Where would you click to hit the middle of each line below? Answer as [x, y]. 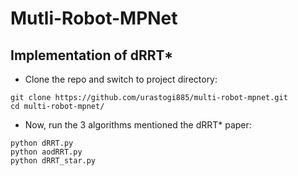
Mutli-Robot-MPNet [94, 18]
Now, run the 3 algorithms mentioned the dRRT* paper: [138, 125]
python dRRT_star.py [53, 161]
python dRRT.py [42, 143]
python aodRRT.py [46, 152]
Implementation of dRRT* [92, 55]
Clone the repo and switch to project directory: [121, 79]
